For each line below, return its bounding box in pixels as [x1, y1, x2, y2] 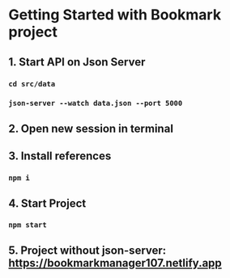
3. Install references [8, 150, 112, 163]
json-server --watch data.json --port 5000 [8, 99, 183, 108]
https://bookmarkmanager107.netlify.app [8, 256, 223, 270]
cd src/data [8, 79, 56, 88]
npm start [8, 221, 47, 230]
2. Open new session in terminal [8, 121, 174, 135]
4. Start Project [8, 196, 87, 210]
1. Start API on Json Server [8, 55, 146, 69]
